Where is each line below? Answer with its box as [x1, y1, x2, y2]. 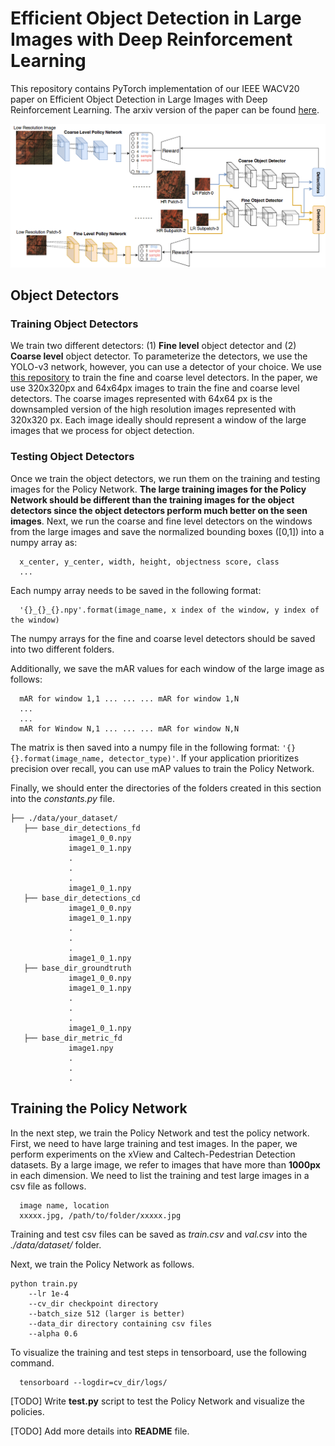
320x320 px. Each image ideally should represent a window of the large [10, 414, 307, 426]
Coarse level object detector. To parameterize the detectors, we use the [10, 350, 308, 362]
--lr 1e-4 [28, 1288, 70, 1299]
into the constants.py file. [10, 792, 115, 804]
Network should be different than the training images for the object [10, 493, 295, 506]
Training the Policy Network [10, 1100, 188, 1117]
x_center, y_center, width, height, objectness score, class [19, 557, 280, 567]
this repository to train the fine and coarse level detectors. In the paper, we [10, 372, 318, 384]
